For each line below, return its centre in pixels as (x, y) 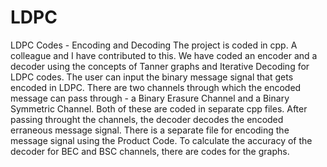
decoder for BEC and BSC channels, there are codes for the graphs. (150, 151)
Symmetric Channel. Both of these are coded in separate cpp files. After (159, 108)
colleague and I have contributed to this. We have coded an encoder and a (164, 55)
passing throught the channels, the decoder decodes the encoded (147, 119)
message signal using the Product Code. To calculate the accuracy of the (161, 140)
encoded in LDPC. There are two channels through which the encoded (156, 87)
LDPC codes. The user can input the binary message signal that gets (152, 77)
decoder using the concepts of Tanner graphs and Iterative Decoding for (160, 66)
